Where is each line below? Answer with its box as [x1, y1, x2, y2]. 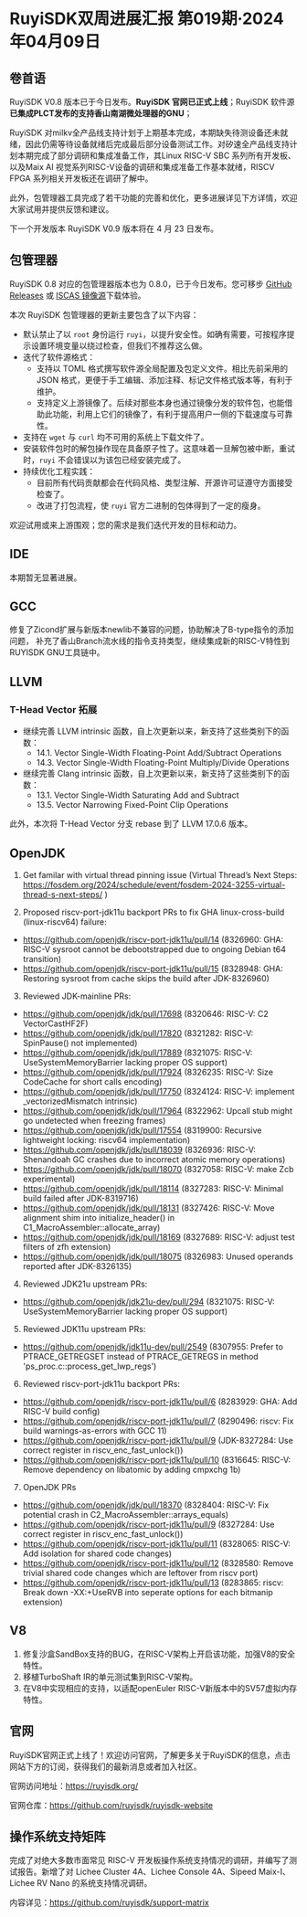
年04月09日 [9, 31, 101, 52]
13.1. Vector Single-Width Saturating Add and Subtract [36, 789, 239, 800]
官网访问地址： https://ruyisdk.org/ [9, 1780, 139, 1791]
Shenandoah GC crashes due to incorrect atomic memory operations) [22, 1153, 286, 1165]
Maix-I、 [259, 1866, 291, 1878]
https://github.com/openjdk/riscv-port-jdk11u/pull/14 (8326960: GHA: [22, 934, 284, 945]
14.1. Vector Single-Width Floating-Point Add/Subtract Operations [36, 747, 282, 758]
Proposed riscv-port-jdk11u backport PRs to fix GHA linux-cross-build [22, 906, 285, 917]
